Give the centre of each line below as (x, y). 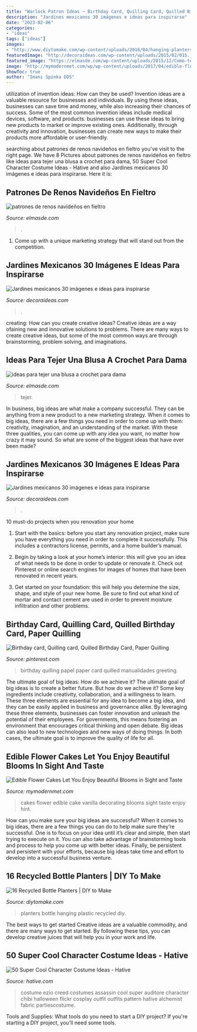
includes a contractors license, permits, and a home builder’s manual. (98, 546)
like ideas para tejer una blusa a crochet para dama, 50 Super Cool (87, 162)
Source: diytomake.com (35, 902)
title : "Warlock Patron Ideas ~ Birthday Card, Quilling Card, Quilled (95, 11)
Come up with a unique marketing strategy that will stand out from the (99, 240)
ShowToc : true (23, 72)
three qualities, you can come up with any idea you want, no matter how (93, 433)
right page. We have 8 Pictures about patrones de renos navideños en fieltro (98, 155)
